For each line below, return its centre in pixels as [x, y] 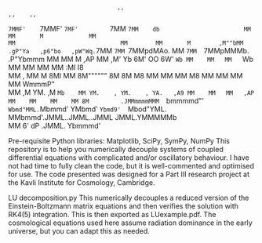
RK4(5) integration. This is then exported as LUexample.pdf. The [112, 214]
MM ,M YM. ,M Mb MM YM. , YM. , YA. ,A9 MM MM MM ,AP [131, 92]
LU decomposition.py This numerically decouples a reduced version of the [129, 198]
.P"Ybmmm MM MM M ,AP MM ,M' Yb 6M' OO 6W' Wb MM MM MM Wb [131, 59]
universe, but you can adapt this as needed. [79, 231]
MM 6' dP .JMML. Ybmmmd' [55, 126]
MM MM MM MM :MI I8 [46, 67]
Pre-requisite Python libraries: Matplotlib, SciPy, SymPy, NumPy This [119, 141]
